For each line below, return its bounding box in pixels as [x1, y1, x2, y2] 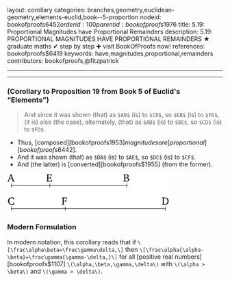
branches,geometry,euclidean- [87, 6, 175, 14]
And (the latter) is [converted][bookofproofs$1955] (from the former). [16, 160, 214, 168]
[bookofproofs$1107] [7, 259, 66, 268]
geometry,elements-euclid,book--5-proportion [7, 13, 139, 21]
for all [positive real [118, 253, 173, 261]
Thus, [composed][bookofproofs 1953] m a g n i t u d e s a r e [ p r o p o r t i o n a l [16, 138, 205, 146]
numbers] [174, 253, 202, 261]
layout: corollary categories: [7, 6, 86, 14]
